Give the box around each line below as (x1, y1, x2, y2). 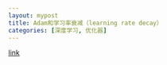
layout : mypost (8, 11, 59, 20)
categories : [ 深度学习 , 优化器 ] (8, 26, 107, 34)
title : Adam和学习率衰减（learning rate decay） (8, 19, 163, 27)
